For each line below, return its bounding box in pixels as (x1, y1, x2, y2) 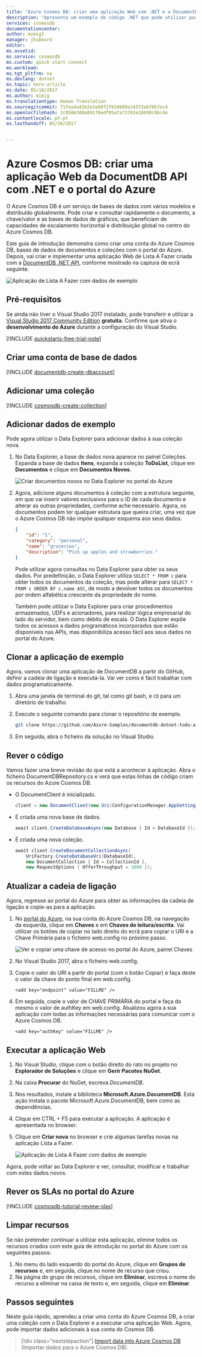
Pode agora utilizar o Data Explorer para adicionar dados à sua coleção (6, 435, 183, 442)
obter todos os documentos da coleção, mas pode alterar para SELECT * (14, 578, 194, 586)
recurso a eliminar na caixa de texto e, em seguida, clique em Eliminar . (14, 1279, 191, 1287)
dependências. (14, 1103, 52, 1110)
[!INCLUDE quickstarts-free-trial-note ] (6, 335, 102, 342)
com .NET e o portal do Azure (6, 183, 156, 196)
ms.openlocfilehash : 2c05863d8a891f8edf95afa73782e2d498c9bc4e (6, 110, 168, 116)
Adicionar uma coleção (6, 386, 95, 396)
